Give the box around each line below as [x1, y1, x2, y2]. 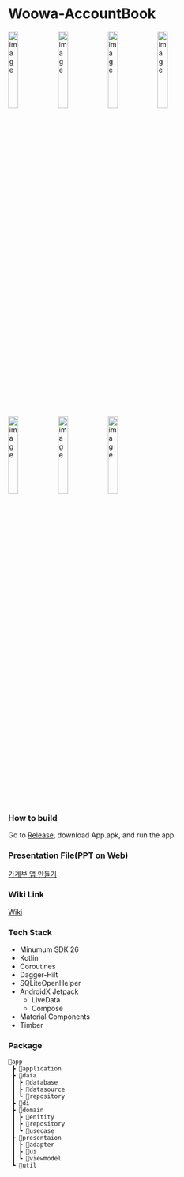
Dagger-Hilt [19, 970, 58, 980]
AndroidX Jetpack [19, 987, 79, 996]
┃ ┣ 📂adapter [11, 1141, 55, 1149]
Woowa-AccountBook [8, 5, 156, 23]
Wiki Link [8, 889, 45, 901]
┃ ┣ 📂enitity [11, 1113, 55, 1122]
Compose [31, 1004, 63, 1013]
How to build [8, 812, 58, 823]
